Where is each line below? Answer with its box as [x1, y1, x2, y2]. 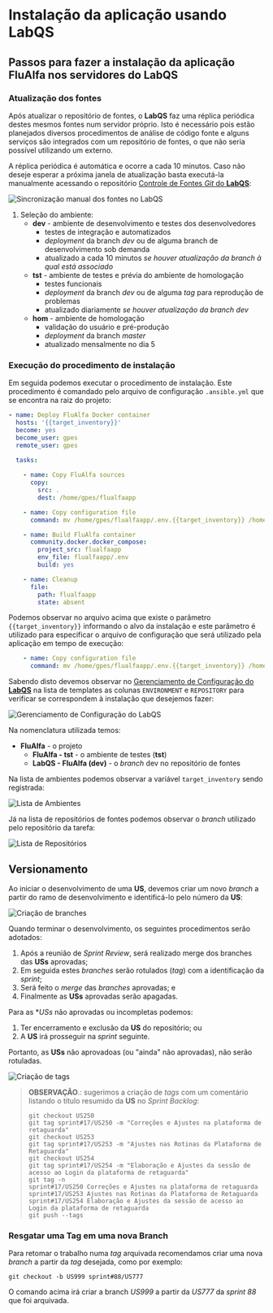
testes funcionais [44, 279, 102, 288]
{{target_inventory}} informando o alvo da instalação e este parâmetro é [8, 622, 256, 631]
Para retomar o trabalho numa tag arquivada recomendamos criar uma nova [8, 1249, 263, 1259]
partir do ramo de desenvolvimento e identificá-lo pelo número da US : [8, 892, 243, 902]
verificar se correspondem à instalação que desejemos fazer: [8, 694, 214, 704]
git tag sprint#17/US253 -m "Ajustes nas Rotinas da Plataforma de [28, 1140, 262, 1148]
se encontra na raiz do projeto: [8, 396, 111, 405]
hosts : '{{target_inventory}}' [15, 418, 122, 427]
